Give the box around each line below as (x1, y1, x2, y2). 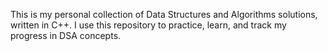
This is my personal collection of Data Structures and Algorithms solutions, (10, 9, 318, 20)
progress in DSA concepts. (10, 30, 122, 41)
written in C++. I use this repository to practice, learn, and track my (10, 19, 287, 31)
